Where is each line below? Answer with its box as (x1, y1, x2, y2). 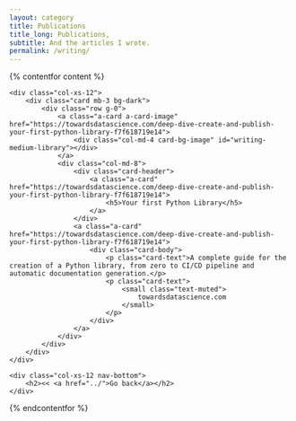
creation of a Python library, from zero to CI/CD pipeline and (9, 261, 255, 270)
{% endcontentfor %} (9, 403, 89, 414)
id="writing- (218, 136, 267, 145)
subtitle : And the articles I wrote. (9, 38, 151, 48)
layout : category (9, 13, 74, 22)
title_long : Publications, (9, 30, 110, 39)
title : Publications (9, 22, 87, 31)
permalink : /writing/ (9, 47, 91, 56)
